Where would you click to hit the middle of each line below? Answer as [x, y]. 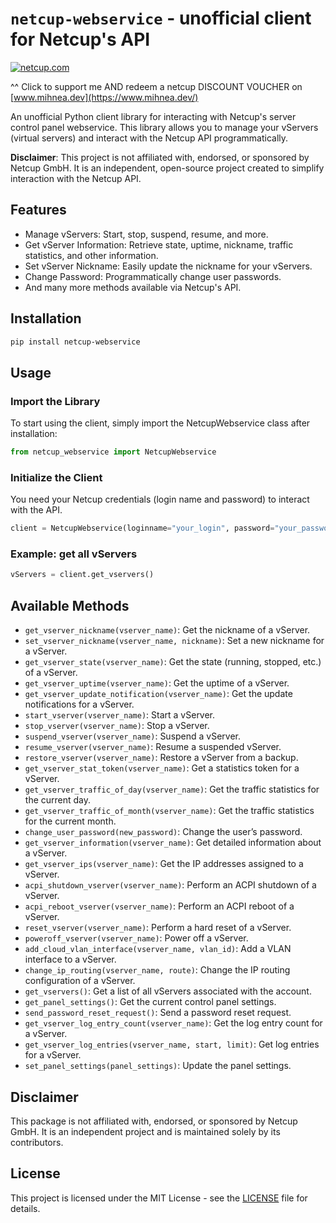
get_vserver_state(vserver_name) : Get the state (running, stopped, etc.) [173, 662]
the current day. [58, 800]
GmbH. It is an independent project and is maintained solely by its [145, 1131]
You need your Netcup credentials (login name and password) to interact [160, 499]
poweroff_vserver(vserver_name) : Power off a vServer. [136, 938]
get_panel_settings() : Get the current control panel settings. [150, 1002]
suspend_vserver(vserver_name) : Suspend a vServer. [133, 736]
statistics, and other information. [91, 255]
